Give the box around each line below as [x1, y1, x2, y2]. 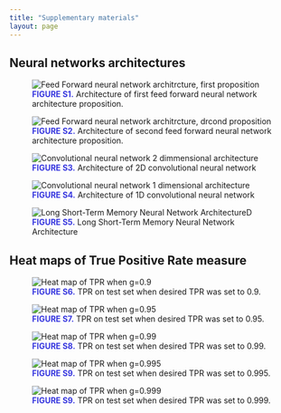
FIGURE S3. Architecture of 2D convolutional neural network [32, 162, 257, 173]
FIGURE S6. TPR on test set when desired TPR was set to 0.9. [32, 286, 262, 297]
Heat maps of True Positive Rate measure [9, 253, 247, 268]
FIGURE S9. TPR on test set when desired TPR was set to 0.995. [32, 368, 271, 379]
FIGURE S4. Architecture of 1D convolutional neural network [32, 189, 256, 200]
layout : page [9, 22, 59, 31]
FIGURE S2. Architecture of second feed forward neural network [32, 126, 272, 137]
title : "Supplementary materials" [9, 13, 140, 23]
